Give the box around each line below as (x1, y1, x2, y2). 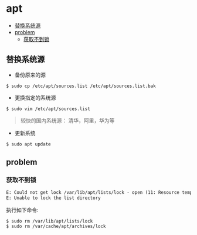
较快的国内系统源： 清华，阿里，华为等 (20, 117, 115, 124)
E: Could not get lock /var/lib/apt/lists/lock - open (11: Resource (6, 190, 180, 196)
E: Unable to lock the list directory (6, 195, 101, 201)
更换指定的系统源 (14, 94, 56, 101)
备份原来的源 (14, 71, 46, 78)
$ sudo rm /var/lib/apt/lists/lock (6, 219, 93, 224)
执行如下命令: (6, 207, 39, 214)
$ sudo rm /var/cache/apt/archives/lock (6, 223, 107, 230)
